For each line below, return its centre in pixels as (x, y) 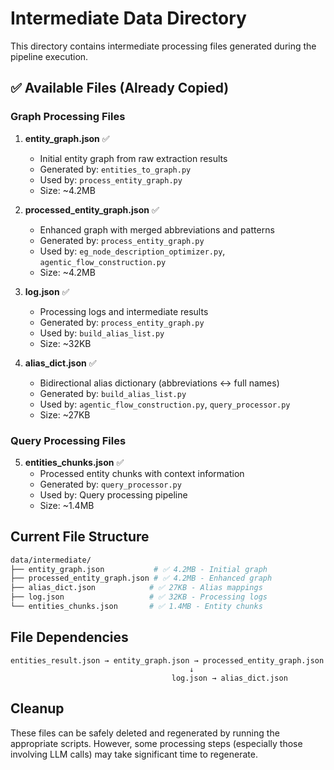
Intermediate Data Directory (128, 18)
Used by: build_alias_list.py (102, 333)
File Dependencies (69, 637)
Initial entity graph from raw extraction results (133, 158)
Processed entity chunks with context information (142, 473)
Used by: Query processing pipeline (113, 494)
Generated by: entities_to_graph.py (115, 169)
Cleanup (37, 708)
